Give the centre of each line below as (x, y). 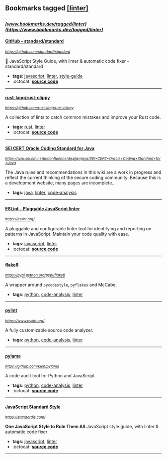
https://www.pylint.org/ (25, 321)
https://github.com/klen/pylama (32, 367)
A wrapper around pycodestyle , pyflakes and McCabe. (61, 285)
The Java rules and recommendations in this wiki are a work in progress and (83, 172)
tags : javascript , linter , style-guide (47, 76)
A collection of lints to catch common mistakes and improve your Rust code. (83, 117)
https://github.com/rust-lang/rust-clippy (39, 108)
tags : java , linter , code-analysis (44, 193)
